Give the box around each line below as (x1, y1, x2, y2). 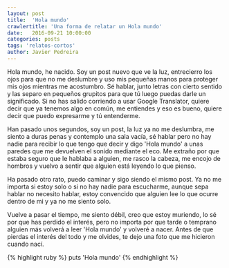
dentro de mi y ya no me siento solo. (7, 197, 111, 205)
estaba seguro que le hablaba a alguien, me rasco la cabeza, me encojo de (7, 154, 221, 162)
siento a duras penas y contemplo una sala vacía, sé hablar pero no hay (7, 132, 212, 140)
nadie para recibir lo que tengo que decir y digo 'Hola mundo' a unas (7, 140, 203, 148)
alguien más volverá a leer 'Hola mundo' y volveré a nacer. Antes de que (7, 225, 214, 233)
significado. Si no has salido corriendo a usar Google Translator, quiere (7, 97, 210, 105)
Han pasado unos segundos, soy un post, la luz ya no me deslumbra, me (7, 125, 214, 133)
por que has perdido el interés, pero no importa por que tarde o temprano (7, 218, 217, 226)
